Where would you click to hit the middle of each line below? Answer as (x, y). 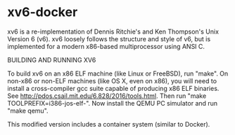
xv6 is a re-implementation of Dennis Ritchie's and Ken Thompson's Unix (113, 31)
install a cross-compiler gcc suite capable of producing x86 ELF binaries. (113, 88)
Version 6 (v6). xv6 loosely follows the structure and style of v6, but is (109, 38)
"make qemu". (28, 111)
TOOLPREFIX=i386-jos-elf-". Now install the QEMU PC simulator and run (113, 103)
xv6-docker (43, 12)
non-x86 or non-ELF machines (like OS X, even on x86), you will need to (112, 80)
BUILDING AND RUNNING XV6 (52, 59)
